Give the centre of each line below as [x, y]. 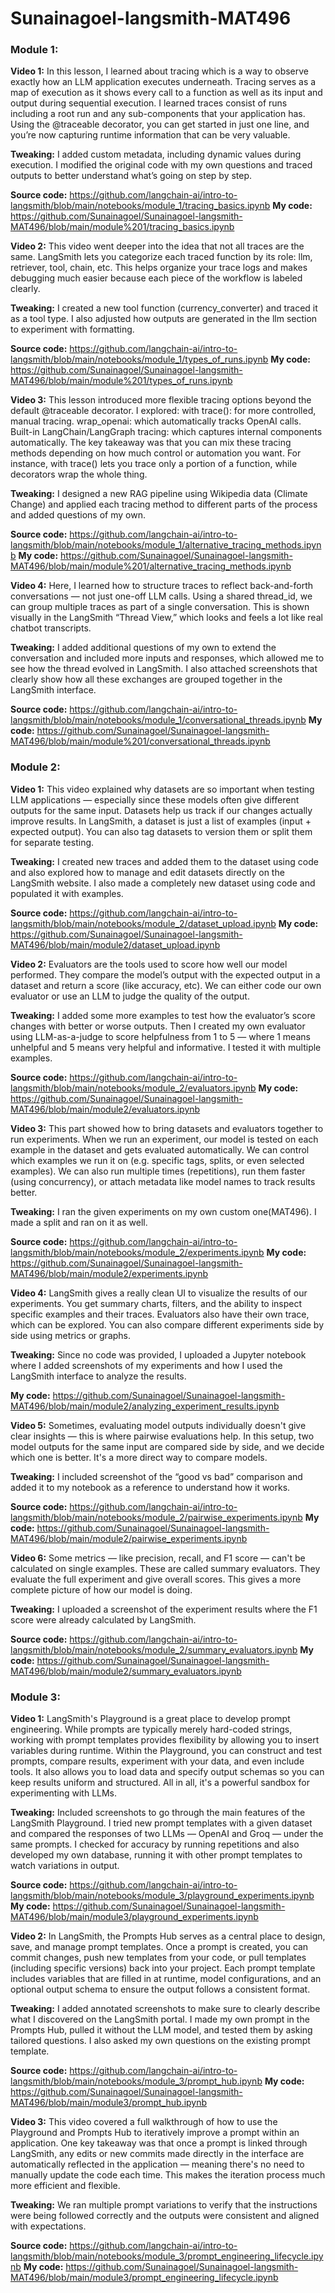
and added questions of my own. [78, 515]
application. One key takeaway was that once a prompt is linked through [159, 2143]
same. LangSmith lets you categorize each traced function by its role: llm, [161, 257]
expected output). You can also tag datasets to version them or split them [161, 831]
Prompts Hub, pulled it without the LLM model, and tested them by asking [161, 2030]
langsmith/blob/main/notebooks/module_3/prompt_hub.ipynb [136, 2081]
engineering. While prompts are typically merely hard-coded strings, [151, 1729]
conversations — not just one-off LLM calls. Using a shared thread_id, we [161, 596]
